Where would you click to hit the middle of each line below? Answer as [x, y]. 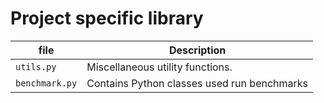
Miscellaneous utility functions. [159, 67]
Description [197, 50]
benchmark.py [46, 83]
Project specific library [107, 18]
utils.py [36, 66]
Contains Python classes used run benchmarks [197, 83]
